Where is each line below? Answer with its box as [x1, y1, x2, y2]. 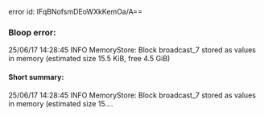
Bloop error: [8, 27, 56, 38]
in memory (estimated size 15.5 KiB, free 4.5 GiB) [8, 54, 171, 64]
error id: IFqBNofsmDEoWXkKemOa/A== [8, 7, 143, 16]
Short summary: [8, 72, 64, 81]
